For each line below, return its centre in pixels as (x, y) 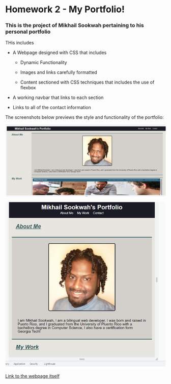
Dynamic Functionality (44, 63)
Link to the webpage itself (33, 376)
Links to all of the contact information (52, 108)
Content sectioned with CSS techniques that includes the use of (87, 82)
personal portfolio (28, 32)
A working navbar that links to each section (58, 97)
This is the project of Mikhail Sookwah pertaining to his (75, 25)
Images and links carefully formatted (59, 72)
